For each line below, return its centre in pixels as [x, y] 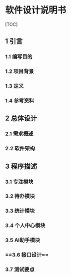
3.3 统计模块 [20, 211]
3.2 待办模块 [20, 196]
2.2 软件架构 [20, 149]
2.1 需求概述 [19, 134]
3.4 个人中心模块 [25, 226]
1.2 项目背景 [20, 71]
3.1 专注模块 [19, 182]
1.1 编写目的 [19, 57]
